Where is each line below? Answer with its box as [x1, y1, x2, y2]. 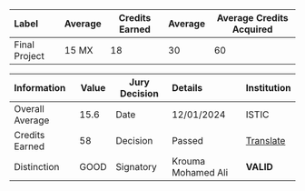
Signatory [115, 161, 157, 173]
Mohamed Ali [172, 166, 229, 178]
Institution [245, 82, 291, 94]
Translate [245, 135, 286, 146]
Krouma [172, 155, 206, 167]
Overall [14, 103, 44, 115]
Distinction [14, 161, 60, 173]
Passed [172, 135, 204, 146]
